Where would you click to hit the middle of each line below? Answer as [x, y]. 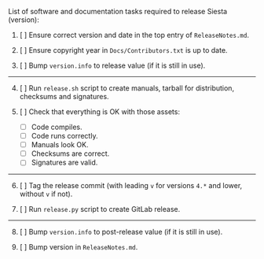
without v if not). [46, 194]
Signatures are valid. [64, 163]
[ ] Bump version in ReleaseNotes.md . [79, 247]
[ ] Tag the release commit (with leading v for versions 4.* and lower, [131, 186]
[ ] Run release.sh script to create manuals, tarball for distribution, [126, 88]
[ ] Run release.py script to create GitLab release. [100, 209]
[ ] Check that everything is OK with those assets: [100, 112]
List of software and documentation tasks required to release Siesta [118, 11]
